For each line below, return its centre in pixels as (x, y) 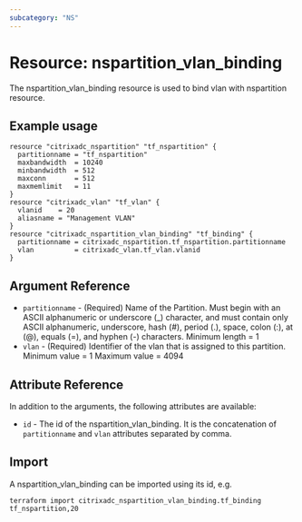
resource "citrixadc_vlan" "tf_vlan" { (85, 202)
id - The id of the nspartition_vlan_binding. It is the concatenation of (149, 424)
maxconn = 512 (56, 179)
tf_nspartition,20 (44, 508)
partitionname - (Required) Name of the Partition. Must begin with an (151, 308)
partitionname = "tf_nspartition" (83, 155)
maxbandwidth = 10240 (60, 163)
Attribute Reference (67, 384)
